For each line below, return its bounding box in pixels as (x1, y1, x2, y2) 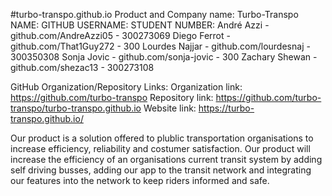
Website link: (143, 102, 197, 114)
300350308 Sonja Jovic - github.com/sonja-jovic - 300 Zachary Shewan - (10, 51, 318, 63)
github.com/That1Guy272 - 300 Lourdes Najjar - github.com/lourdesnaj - (10, 40, 311, 52)
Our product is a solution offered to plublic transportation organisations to (10, 132, 314, 144)
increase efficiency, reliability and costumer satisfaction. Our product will (10, 143, 311, 154)
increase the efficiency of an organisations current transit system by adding (10, 154, 323, 165)
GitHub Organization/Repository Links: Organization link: (10, 81, 243, 93)
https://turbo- (198, 102, 255, 114)
